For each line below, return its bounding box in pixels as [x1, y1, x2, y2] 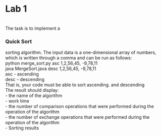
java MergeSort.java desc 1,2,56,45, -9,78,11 [5, 65, 96, 72]
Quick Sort [5, 38, 32, 45]
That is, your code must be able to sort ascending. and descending [5, 82, 145, 88]
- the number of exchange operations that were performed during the [5, 114, 150, 120]
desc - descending [5, 77, 44, 83]
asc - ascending [5, 71, 39, 77]
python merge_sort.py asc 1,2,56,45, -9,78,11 [5, 60, 98, 66]
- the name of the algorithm [5, 92, 63, 99]
